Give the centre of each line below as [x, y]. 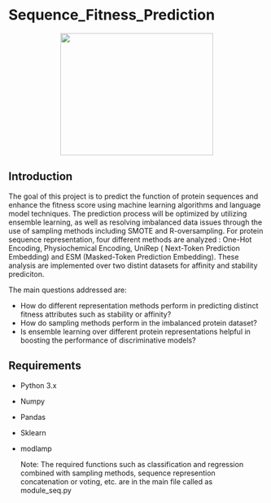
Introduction [41, 177]
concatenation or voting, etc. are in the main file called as [116, 481]
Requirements [45, 366]
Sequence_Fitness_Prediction [112, 15]
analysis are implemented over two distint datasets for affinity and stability [133, 265]
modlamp [36, 448]
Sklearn [33, 432]
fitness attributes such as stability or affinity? [96, 314]
